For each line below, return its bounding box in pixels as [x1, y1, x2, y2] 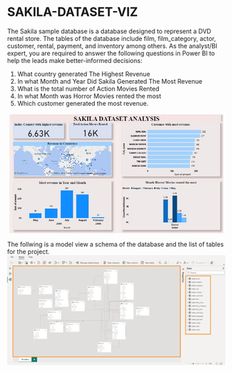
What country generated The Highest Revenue [17, 70, 150, 78]
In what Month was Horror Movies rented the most [17, 91, 161, 100]
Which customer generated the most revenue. [17, 99, 149, 107]
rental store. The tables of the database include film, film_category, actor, [7, 34, 216, 42]
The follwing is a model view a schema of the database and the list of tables [7, 240, 224, 248]
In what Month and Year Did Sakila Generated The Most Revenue [17, 77, 203, 85]
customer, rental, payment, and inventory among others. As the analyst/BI [7, 41, 217, 50]
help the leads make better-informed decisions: [7, 56, 143, 64]
